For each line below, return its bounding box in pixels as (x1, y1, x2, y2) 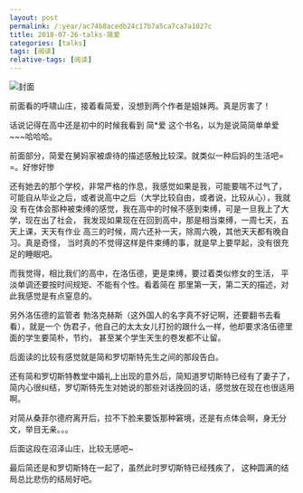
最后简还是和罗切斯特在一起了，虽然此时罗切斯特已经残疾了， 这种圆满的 (9, 462, 281, 473)
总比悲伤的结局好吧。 (16, 474, 97, 484)
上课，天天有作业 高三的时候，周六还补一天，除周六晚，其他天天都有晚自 (16, 226, 289, 236)
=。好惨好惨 (9, 162, 55, 172)
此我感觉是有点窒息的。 (9, 290, 97, 301)
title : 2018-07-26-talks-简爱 (9, 30, 120, 39)
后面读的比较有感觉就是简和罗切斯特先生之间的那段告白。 (9, 352, 223, 362)
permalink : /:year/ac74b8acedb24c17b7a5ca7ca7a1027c (9, 22, 213, 31)
